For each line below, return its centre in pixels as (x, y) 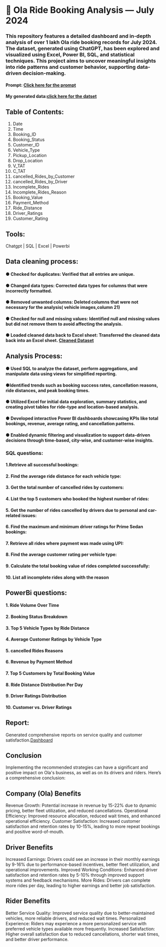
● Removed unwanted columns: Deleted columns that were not (72, 302)
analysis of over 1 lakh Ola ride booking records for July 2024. (81, 43)
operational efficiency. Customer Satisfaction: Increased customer (73, 821)
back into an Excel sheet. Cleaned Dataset (50, 341)
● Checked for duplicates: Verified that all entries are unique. (70, 274)
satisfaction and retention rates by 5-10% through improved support (75, 875)
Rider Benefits (28, 901)
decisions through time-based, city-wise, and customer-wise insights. (80, 440)
